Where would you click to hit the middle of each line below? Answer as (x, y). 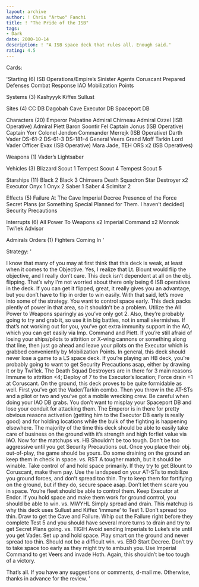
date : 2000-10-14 (28, 39)
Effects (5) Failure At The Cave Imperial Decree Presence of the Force (91, 198)
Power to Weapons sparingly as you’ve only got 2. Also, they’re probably (95, 313)
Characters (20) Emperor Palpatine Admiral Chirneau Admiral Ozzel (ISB (94, 120)
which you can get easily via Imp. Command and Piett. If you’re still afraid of (99, 333)
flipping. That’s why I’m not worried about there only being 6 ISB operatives (98, 282)
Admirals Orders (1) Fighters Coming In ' (55, 240)
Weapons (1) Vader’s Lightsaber (45, 157)
